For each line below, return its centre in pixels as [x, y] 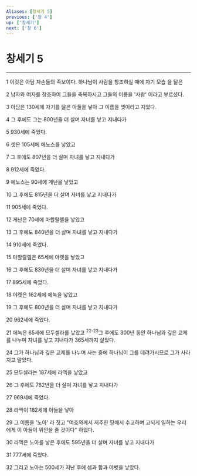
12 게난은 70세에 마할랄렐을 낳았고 [45, 220]
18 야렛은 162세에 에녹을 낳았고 [42, 295]
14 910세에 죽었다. [27, 244]
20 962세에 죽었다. [28, 320]
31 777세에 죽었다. [27, 455]
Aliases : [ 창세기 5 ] [29, 11]
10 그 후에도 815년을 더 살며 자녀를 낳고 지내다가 [61, 194]
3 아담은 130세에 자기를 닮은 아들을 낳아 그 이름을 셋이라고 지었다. [81, 107]
